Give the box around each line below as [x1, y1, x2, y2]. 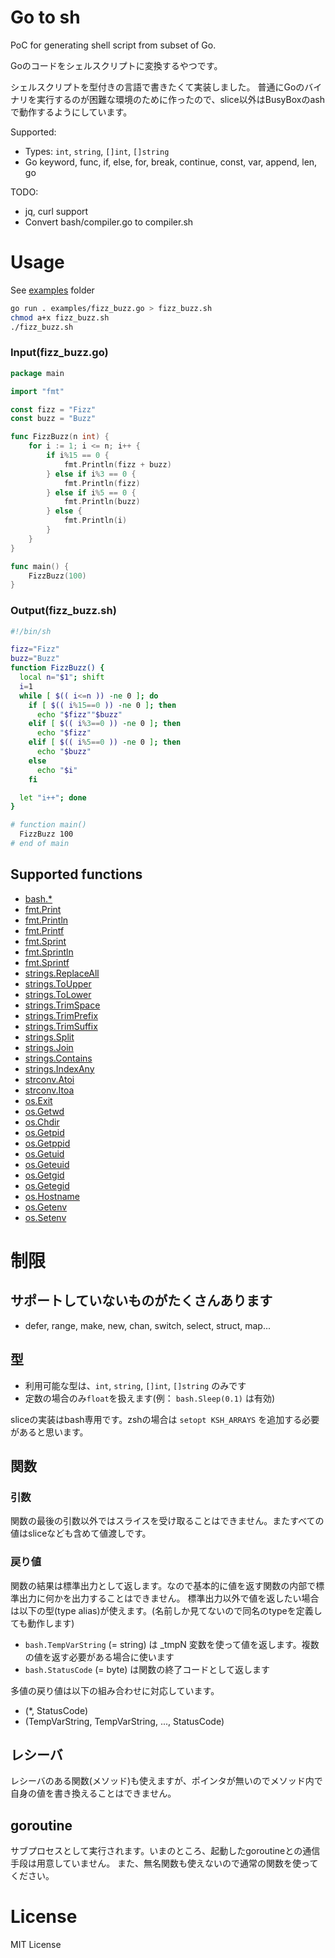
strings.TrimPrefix [24, 1009, 99, 1021]
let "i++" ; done [19, 792, 87, 803]
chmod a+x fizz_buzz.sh [10, 312, 110, 323]
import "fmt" [10, 386, 65, 396]
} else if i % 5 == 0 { [46, 487, 137, 498]
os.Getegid [24, 1179, 70, 1191]
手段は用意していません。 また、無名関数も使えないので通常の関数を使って [10, 1857, 319, 1870]
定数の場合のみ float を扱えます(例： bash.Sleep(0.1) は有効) [24, 1392, 276, 1404]
